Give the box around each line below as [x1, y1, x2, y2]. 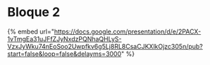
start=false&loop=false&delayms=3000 [7, 50, 122, 58]
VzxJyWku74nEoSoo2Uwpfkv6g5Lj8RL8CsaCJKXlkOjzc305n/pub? [7, 42, 203, 50]
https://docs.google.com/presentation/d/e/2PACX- [54, 27, 202, 36]
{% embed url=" [7, 27, 55, 36]
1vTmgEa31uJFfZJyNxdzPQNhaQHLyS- [7, 34, 122, 43]
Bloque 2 [7, 4, 61, 20]
